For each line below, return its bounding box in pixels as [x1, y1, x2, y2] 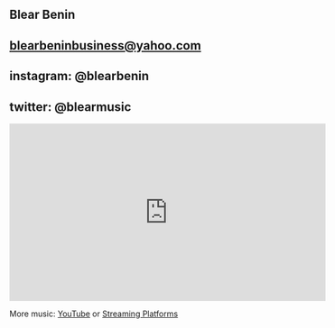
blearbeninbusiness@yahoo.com [9, 38, 201, 53]
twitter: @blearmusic [9, 99, 132, 114]
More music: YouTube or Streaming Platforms [9, 308, 179, 319]
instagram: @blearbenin [9, 68, 150, 84]
